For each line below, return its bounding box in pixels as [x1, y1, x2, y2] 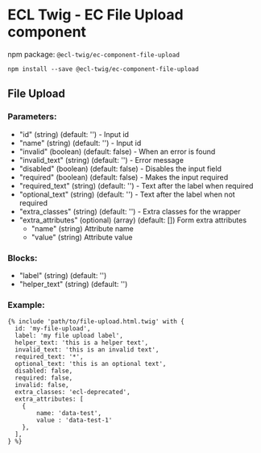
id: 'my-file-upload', [14, 325, 91, 333]
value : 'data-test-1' [36, 417, 113, 425]
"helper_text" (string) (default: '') [19, 279, 128, 289]
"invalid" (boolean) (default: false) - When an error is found [19, 147, 216, 156]
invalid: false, [14, 381, 69, 389]
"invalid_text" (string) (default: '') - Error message [19, 155, 184, 164]
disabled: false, [14, 367, 73, 376]
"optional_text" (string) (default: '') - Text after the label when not [19, 189, 235, 199]
